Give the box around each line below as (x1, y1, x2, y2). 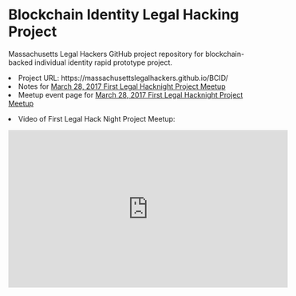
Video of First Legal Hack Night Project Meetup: (18, 114, 176, 123)
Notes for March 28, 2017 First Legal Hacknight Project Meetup (18, 82, 226, 91)
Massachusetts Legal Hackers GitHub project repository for (8, 49, 204, 58)
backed (8, 58, 34, 67)
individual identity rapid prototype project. (34, 58, 173, 67)
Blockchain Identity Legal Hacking (8, 6, 239, 24)
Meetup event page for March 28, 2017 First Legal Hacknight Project (18, 90, 243, 99)
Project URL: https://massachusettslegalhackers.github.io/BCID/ (18, 73, 229, 82)
